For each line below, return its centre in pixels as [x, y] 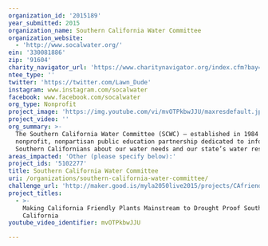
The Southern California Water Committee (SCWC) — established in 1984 [137, 134]
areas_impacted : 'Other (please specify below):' [93, 156]
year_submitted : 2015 [44, 23]
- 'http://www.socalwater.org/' [69, 45]
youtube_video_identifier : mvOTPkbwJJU [75, 223]
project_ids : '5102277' [48, 164]
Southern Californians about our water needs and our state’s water [132, 149]
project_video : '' [39, 119]
